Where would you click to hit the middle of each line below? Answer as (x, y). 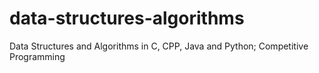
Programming (37, 56)
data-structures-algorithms (127, 18)
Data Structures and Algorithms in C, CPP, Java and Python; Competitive (159, 46)
